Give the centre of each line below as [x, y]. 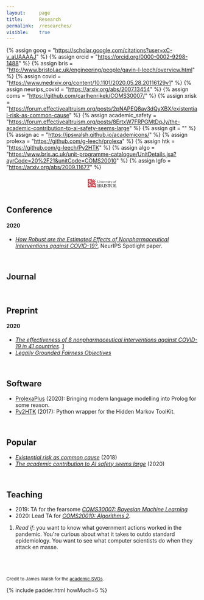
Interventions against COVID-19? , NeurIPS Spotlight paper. [89, 246]
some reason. [32, 405]
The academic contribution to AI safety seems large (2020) [90, 464]
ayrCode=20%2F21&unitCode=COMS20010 [62, 161]
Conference [30, 210]
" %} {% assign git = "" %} [163, 128]
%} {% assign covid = [34, 76]
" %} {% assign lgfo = [144, 161]
